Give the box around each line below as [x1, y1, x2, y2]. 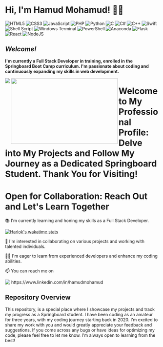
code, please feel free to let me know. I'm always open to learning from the [5, 332, 156, 338]
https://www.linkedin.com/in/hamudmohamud [11, 279, 103, 285]
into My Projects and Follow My [5, 147, 135, 159]
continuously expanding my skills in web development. [5, 68, 120, 74]
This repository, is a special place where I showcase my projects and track [5, 306, 155, 312]
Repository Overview [5, 293, 71, 302]
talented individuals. [5, 244, 45, 249]
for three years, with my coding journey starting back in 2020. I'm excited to [5, 317, 158, 323]
